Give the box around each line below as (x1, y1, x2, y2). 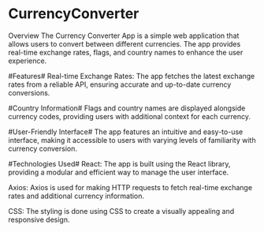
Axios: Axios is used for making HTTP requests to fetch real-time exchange (8, 182, 253, 192)
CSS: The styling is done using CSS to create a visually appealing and (8, 206, 235, 215)
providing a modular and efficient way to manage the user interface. (8, 167, 229, 177)
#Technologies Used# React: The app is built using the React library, (8, 159, 231, 168)
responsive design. (8, 215, 70, 224)
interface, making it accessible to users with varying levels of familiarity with (8, 135, 256, 144)
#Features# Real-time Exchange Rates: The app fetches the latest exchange (8, 71, 255, 80)
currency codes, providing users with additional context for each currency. (8, 111, 251, 121)
